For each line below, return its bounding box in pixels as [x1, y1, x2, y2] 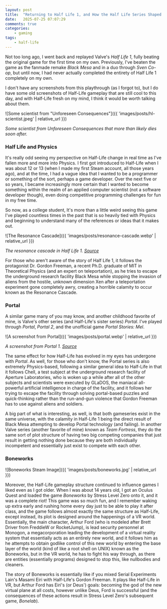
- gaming [14, 31, 32, 36]
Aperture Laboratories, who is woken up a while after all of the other [5, 374, 146, 380]
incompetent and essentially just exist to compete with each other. [5, 443, 141, 449]
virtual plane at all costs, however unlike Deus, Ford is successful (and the [5, 587, 158, 593]
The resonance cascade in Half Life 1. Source [5, 248, 99, 254]
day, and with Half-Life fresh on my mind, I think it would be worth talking [5, 95, 156, 101]
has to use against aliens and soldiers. [5, 401, 84, 407]
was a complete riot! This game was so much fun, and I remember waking [5, 497, 157, 504]
